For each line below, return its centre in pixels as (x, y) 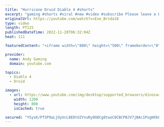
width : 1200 (26, 99)
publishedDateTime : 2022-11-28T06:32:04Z (48, 32)
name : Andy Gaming (28, 59)
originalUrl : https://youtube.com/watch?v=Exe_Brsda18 (62, 19)
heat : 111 (15, 37)
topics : (13, 72)
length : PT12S (20, 28)
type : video (17, 23)
